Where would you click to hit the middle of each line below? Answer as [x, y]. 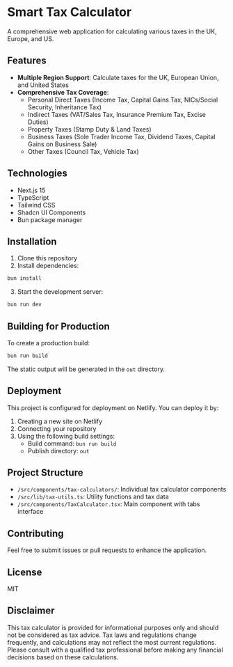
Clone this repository [47, 258]
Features [27, 61]
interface [30, 512]
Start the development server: [60, 292]
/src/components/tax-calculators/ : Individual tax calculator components [122, 489]
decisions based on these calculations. [63, 657]
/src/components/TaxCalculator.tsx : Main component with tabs [109, 504]
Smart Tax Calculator [70, 12]
